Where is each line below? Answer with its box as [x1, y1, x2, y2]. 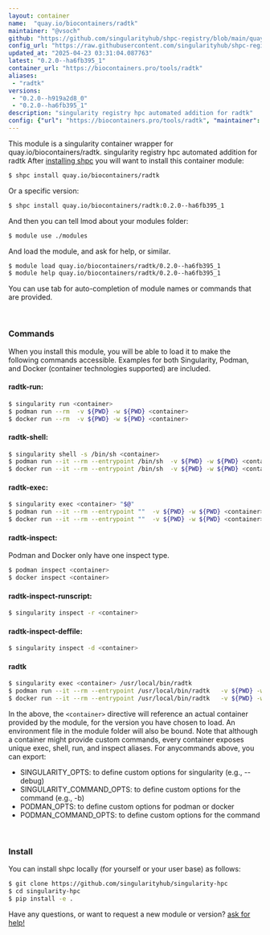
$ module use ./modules [8, 231, 88, 240]
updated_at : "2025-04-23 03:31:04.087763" [8, 49, 153, 57]
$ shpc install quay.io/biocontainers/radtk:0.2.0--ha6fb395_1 [8, 201, 225, 209]
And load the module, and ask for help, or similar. [8, 246, 171, 256]
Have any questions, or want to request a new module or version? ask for [8, 909, 251, 919]
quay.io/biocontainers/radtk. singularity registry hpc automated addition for [8, 147, 258, 157]
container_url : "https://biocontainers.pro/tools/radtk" [8, 64, 203, 72]
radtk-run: [8, 382, 44, 391]
